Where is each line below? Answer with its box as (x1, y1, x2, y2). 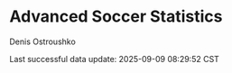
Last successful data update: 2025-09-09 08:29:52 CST (9, 53, 219, 64)
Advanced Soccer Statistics (9, 6, 223, 27)
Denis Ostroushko (9, 36, 77, 47)
